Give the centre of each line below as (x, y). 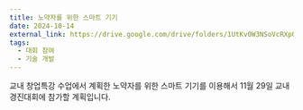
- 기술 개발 (36, 59)
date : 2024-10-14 (42, 26)
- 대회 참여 (36, 51)
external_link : (38, 34)
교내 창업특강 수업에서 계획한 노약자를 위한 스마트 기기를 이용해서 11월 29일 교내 (150, 85)
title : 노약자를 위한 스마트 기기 (64, 17)
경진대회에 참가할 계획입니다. (60, 97)
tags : (19, 42)
